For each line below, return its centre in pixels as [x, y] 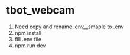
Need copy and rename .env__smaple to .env [69, 27]
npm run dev [30, 46]
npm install [28, 33]
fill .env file [28, 39]
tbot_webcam [40, 10]
